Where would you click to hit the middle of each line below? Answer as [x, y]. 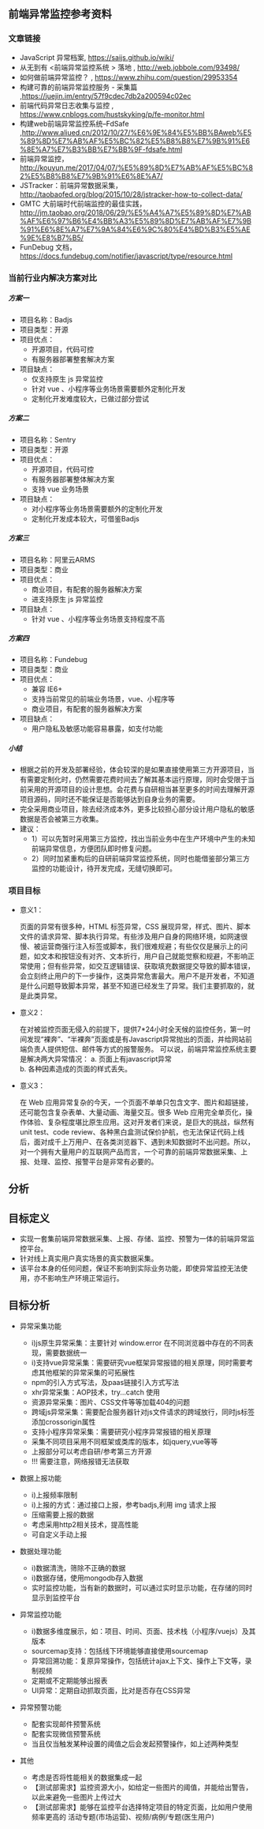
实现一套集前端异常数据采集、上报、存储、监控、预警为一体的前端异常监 [137, 1238]
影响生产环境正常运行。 [85, 1278]
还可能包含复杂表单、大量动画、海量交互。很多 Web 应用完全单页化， [132, 1112]
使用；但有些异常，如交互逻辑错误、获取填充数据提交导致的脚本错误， [140, 965]
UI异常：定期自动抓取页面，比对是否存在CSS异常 [111, 1690]
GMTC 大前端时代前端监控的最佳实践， [83, 203]
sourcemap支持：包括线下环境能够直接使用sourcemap [120, 1650]
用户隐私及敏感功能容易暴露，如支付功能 [97, 728]
